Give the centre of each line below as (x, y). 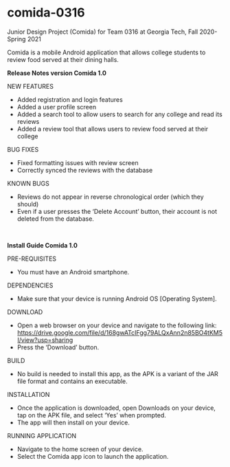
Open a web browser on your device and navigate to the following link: (117, 325)
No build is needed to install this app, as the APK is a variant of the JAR (117, 373)
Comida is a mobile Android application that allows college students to (106, 52)
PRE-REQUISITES (32, 259)
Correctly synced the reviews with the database (85, 170)
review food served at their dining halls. (63, 59)
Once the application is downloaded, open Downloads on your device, (116, 408)
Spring (16, 39)
